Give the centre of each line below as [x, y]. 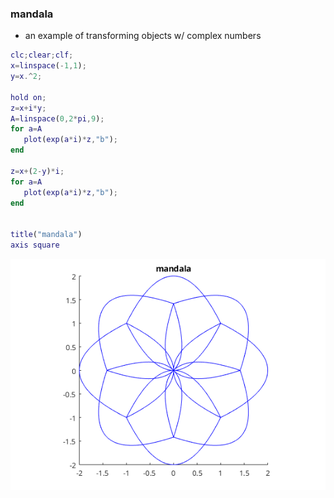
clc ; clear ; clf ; [42, 55]
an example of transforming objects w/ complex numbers [143, 36]
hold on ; [28, 97]
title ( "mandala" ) [46, 235]
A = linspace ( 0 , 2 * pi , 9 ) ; [57, 118]
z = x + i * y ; [28, 108]
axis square [35, 245]
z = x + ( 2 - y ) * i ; [37, 171]
